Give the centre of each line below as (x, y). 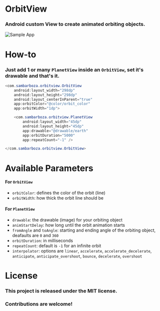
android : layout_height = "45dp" (53, 126)
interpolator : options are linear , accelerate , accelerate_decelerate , (82, 251)
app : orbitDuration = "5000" (49, 135)
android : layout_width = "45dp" (52, 122)
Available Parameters (49, 168)
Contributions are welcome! (39, 304)
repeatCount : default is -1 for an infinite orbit (57, 246)
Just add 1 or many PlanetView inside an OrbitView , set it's (74, 70)
